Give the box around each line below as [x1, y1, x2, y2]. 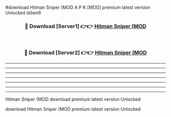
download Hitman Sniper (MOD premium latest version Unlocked [5, 106, 141, 112]
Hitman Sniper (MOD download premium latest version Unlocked [5, 96, 141, 102]
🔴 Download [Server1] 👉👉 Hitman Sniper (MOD [24, 22, 147, 30]
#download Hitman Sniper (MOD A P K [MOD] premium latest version [5, 5, 150, 10]
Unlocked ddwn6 [5, 10, 42, 16]
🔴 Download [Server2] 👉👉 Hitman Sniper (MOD [24, 49, 147, 56]
